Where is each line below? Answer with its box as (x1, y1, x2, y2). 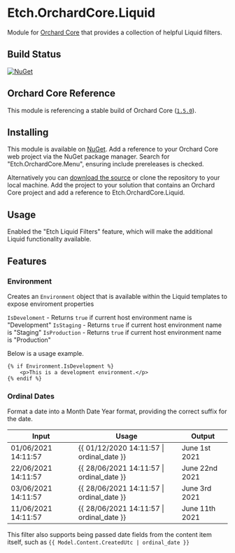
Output (191, 432, 215, 441)
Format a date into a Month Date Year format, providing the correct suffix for (7, 407, 227, 415)
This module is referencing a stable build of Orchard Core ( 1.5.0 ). (7, 106, 197, 114)
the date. (7, 415, 34, 423)
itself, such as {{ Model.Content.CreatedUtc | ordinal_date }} (7, 538, 190, 547)
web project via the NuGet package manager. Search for (7, 152, 170, 161)
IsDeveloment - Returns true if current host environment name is (7, 313, 192, 321)
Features (7, 255, 47, 267)
